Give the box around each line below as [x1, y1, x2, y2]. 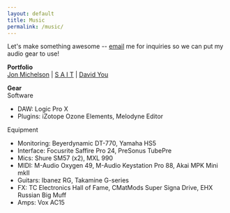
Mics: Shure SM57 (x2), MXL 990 [17, 154, 114, 162]
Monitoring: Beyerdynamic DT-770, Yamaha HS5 [17, 139, 157, 148]
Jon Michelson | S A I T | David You [7, 70, 109, 79]
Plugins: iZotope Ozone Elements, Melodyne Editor [17, 112, 164, 120]
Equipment [7, 126, 38, 134]
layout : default [7, 10, 54, 17]
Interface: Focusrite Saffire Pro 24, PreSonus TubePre [17, 147, 172, 155]
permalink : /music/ [7, 23, 64, 30]
